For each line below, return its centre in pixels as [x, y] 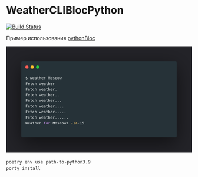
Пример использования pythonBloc [51, 38]
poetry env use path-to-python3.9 [49, 162]
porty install [24, 169]
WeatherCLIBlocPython [65, 10]
